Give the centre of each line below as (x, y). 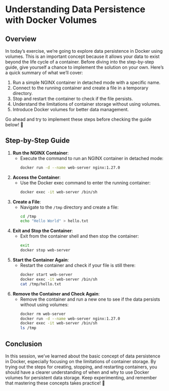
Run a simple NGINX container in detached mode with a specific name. (87, 83)
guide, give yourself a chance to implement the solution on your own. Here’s (85, 67)
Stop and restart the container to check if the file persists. (73, 99)
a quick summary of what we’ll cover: (44, 73)
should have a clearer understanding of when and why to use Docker (77, 372)
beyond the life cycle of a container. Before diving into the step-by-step (80, 62)
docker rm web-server (43, 314)
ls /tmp (28, 328)
